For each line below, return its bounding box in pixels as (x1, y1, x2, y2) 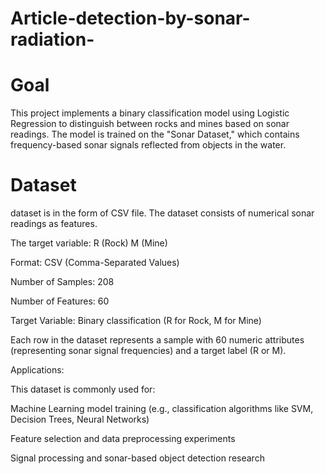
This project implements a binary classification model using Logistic (10, 107, 290, 119)
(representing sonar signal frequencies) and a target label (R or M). (10, 345, 287, 357)
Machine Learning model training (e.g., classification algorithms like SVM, (10, 403, 314, 415)
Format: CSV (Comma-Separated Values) (10, 257, 180, 269)
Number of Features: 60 (10, 295, 110, 307)
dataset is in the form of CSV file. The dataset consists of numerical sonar (10, 207, 315, 219)
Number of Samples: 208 (10, 276, 115, 288)
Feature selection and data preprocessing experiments (10, 433, 236, 445)
